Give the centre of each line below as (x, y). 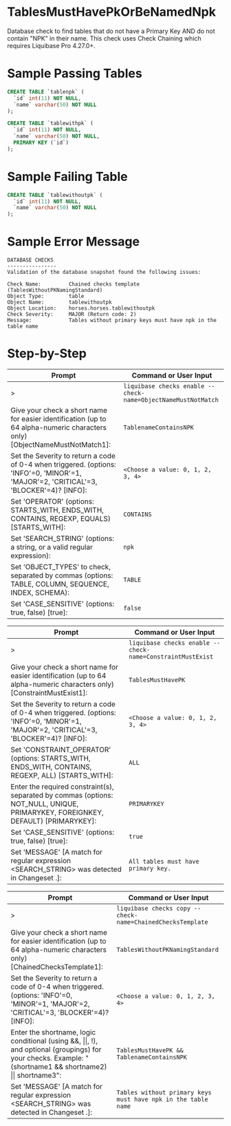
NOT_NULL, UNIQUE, (45, 804)
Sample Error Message (73, 242)
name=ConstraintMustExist (171, 657)
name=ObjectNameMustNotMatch (171, 400)
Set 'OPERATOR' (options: (52, 502)
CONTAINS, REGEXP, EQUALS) (61, 519)
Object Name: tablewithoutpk (59, 302)
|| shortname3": (36, 1076)
